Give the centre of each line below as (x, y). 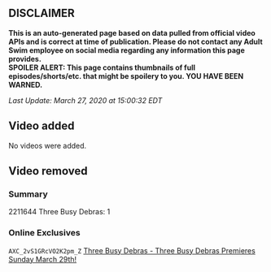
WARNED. (26, 84)
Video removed (48, 171)
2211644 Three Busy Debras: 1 (59, 212)
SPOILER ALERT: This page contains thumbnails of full (102, 67)
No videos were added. (48, 145)
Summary (28, 194)
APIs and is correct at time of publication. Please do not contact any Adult (135, 41)
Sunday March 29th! (43, 259)
